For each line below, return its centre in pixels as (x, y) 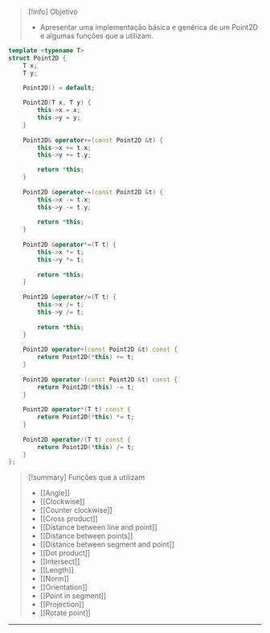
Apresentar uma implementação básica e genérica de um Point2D (149, 27)
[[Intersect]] (60, 562)
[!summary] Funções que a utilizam (86, 477)
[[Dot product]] (65, 553)
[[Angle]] (55, 493)
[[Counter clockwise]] (76, 510)
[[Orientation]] (64, 587)
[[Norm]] (55, 579)
